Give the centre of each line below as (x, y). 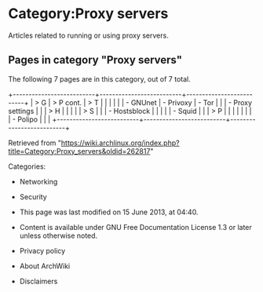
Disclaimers (38, 281)
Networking (38, 181)
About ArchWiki (45, 266)
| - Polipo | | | (29, 119)
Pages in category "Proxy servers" (95, 60)
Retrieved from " (35, 143)
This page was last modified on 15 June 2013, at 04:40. (109, 212)
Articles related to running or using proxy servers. (88, 35)
